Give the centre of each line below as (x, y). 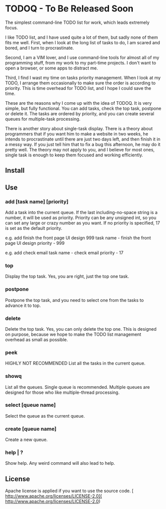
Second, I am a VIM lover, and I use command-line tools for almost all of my (82, 57)
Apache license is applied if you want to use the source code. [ (69, 491)
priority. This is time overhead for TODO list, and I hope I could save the (78, 88)
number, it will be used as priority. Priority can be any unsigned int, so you (81, 218)
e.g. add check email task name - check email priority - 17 (64, 253)
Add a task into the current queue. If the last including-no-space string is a (81, 213)
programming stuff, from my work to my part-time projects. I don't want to (81, 63)
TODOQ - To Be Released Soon (69, 9)
